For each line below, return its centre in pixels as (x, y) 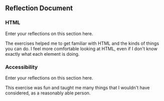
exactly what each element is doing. (42, 54)
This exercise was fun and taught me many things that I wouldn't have (77, 87)
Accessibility (22, 67)
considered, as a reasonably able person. (48, 93)
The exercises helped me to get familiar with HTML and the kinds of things (82, 43)
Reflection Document (39, 8)
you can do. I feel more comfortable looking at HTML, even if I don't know (81, 48)
